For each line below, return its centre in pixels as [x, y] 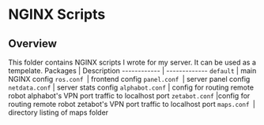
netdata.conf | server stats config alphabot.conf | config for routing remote [131, 87]
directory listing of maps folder [58, 112]
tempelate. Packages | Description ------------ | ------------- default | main [132, 71]
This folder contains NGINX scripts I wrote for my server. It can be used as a [132, 62]
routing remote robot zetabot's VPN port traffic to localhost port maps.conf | [132, 104]
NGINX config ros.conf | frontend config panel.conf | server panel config [129, 79]
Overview [33, 44]
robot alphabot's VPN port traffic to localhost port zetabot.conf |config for [129, 96]
